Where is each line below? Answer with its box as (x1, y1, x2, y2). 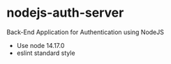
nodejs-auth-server (6, 5, 124, 21)
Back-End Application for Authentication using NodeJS (6, 28, 165, 36)
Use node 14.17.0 (16, 41, 65, 49)
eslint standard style (16, 49, 75, 57)
